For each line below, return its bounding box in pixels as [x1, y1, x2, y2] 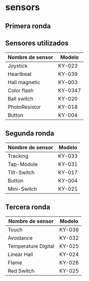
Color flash [8, 87, 34, 94]
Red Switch [8, 267, 35, 274]
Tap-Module [8, 161, 38, 168]
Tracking [8, 152, 29, 159]
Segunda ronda [5, 129, 54, 138]
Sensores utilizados [5, 38, 69, 47]
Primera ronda [5, 22, 51, 30]
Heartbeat [8, 70, 32, 77]
